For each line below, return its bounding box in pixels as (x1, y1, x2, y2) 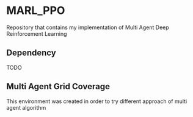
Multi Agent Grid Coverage (6, 81, 111, 92)
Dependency (6, 48, 56, 58)
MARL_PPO (6, 4, 65, 18)
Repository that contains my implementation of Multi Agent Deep (6, 24, 169, 31)
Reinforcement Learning (6, 30, 67, 37)
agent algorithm (6, 104, 46, 111)
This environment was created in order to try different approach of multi (6, 98, 188, 105)
